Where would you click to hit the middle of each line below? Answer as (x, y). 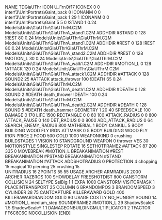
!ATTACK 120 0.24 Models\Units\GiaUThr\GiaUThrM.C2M (62, 69)
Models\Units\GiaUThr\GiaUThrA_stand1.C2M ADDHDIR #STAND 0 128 (75, 33)
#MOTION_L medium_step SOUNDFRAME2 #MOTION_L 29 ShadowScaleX (80, 203)
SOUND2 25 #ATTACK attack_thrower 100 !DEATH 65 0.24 (64, 79)
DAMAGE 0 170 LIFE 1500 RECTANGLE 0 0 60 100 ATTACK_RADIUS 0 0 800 (81, 115)
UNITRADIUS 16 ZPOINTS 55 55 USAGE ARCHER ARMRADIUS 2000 (73, 172)
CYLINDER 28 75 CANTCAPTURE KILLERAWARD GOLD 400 (65, 192)
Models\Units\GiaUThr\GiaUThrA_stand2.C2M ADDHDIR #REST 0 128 (74, 53)
